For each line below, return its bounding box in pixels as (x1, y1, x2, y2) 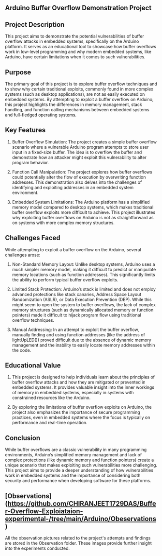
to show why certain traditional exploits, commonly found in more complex (5, 86, 154, 92)
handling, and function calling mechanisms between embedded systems (5, 107, 149, 113)
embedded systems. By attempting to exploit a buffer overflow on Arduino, (5, 97, 154, 103)
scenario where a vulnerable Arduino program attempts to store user (12, 144, 149, 150)
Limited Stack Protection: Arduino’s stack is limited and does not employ (12, 286, 156, 292)
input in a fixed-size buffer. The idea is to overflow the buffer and (12, 149, 142, 155)
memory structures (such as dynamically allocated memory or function (12, 307, 154, 313)
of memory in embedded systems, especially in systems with (12, 390, 134, 396)
